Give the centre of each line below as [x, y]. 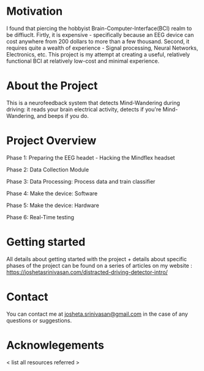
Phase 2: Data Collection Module [48, 170]
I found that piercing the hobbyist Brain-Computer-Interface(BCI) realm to [99, 28]
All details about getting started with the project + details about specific [96, 259]
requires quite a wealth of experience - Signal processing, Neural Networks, [102, 48]
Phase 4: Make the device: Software [52, 193]
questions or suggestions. [39, 320]
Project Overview [51, 141]
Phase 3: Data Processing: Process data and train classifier [81, 181]
